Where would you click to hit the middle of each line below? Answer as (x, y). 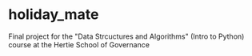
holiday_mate (54, 15)
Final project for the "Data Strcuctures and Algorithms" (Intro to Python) (126, 36)
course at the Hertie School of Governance (79, 44)
